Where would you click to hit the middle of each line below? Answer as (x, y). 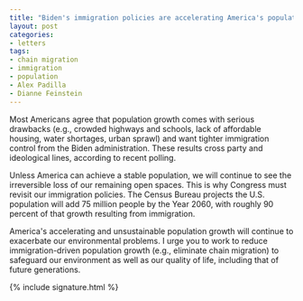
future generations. (45, 269)
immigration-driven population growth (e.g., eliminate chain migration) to (144, 250)
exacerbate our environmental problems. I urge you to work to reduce (138, 240)
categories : (32, 34)
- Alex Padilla (38, 85)
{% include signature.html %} (64, 287)
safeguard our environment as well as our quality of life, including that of (144, 259)
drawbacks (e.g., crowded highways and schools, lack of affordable (135, 128)
